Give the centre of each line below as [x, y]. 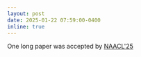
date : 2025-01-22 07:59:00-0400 [54, 20]
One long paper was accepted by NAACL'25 [70, 47]
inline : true [26, 26]
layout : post [26, 14]
